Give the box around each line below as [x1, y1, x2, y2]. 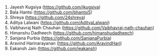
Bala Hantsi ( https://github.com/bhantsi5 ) [9, 9, 93, 15]
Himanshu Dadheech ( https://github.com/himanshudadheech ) [9, 30, 134, 36]
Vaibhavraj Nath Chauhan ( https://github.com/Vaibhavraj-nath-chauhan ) [9, 25, 154, 31]
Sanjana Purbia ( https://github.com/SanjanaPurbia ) [9, 35, 111, 41]
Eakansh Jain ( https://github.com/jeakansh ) [9, 46, 97, 51]
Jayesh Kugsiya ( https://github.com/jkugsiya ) [9, 4, 101, 10]
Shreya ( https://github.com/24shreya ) [9, 15, 86, 20]
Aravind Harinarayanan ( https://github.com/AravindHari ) [9, 40, 122, 46]
